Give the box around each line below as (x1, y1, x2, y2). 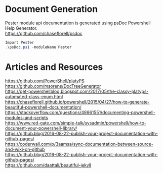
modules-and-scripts (5, 115, 48, 120)
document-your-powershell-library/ (5, 125, 78, 131)
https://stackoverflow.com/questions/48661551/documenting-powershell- (5, 109, 156, 115)
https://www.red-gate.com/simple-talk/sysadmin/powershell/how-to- (5, 120, 147, 126)
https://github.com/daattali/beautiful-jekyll (5, 162, 91, 168)
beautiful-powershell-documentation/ (5, 104, 81, 110)
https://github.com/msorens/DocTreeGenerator (5, 83, 101, 89)
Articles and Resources (5, 61, 103, 72)
